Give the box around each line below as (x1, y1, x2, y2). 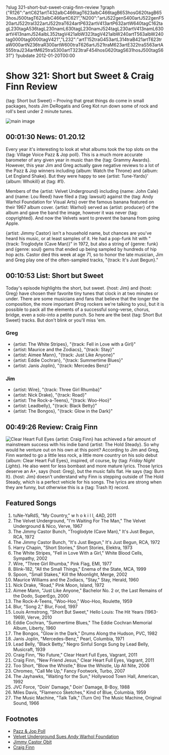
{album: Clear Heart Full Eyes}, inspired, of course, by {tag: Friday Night (6, 457, 155, 463)
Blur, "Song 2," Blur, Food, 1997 (13, 603, 78, 610)
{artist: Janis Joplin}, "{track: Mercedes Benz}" (13, 362, 111, 368)
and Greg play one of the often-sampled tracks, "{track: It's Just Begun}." (6, 257, 158, 263)
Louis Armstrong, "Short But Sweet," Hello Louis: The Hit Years (13, 609, 144, 615)
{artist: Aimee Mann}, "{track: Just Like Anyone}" (13, 352, 115, 358)
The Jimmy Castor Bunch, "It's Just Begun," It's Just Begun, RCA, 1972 (13, 539, 160, 545)
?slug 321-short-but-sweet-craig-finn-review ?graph (6, 5, 115, 10)
